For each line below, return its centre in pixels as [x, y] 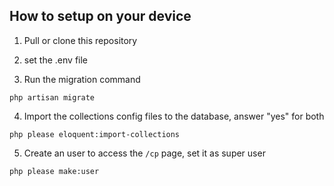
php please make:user [54, 171]
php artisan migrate [52, 97]
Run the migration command [82, 79]
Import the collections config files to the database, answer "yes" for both [174, 116]
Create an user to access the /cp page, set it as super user [144, 153]
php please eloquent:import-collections [95, 134]
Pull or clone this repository [80, 40]
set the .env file [56, 60]
